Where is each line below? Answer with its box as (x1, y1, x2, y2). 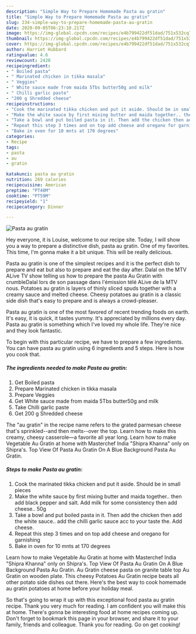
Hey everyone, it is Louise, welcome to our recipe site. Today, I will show (6, 236, 180, 243)
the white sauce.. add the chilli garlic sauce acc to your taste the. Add (14, 518, 183, 525)
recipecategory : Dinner (6, 204, 64, 210)
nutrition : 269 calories (6, 176, 66, 183)
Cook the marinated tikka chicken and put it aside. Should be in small (14, 480, 181, 488)
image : (6, 30, 22, 36)
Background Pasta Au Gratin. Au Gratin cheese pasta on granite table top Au (6, 566, 190, 573)
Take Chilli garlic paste (14, 404, 69, 411)
